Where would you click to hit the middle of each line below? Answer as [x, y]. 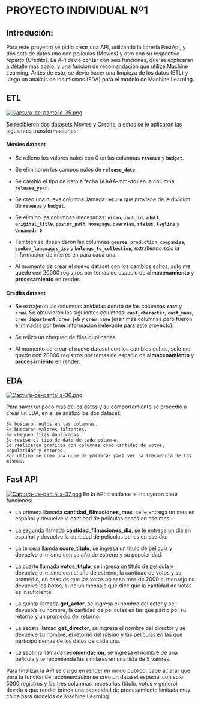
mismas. [16, 461]
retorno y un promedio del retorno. [58, 616]
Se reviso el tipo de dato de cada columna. [63, 440]
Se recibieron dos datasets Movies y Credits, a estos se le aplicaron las [94, 124]
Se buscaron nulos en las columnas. [52, 424]
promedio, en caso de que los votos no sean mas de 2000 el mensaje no [105, 579]
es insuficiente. [34, 592]
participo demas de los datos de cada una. [68, 641]
